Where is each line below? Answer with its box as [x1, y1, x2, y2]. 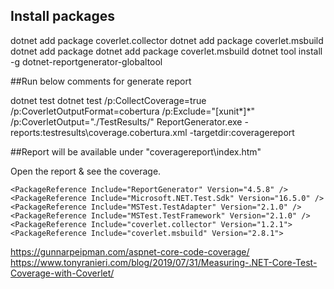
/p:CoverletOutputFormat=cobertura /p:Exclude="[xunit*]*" [10, 105, 255, 117]
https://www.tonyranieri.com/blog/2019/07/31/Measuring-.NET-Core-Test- [10, 256, 318, 268]
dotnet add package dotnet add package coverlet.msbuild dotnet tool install [10, 45, 323, 57]
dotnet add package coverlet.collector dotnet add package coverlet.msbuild [10, 34, 324, 46]
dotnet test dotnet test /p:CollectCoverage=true [10, 94, 207, 106]
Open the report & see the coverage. [10, 165, 162, 177]
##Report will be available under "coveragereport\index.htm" [10, 145, 262, 158]
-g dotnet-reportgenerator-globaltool [10, 55, 163, 68]
